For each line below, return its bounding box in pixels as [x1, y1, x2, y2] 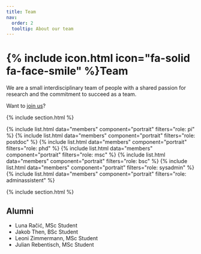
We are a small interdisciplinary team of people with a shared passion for [6, 84, 187, 91]
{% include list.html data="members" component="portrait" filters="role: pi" [6, 126, 195, 133]
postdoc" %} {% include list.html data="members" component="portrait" [6, 138, 187, 146]
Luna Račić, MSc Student [14, 222, 78, 229]
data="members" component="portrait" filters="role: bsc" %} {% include [6, 158, 188, 165]
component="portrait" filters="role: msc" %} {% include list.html [6, 151, 166, 158]
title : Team [6, 8, 36, 15]
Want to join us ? [6, 102, 46, 110]
